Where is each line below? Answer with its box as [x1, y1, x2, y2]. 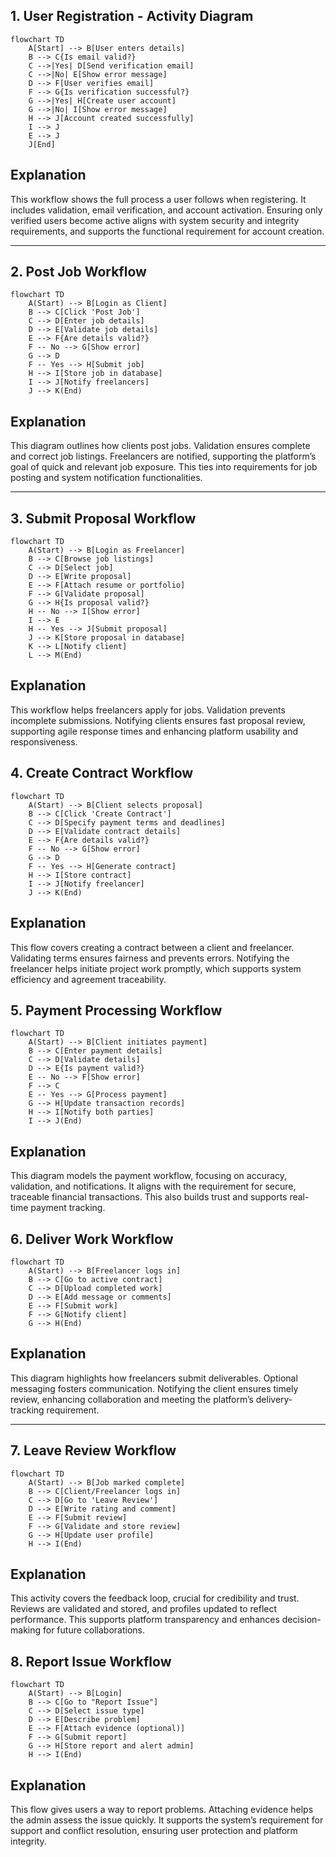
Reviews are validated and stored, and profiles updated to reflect [10, 1603, 278, 1615]
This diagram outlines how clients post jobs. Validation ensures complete [10, 440, 311, 452]
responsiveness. [10, 735, 78, 748]
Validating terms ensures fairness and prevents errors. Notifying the [10, 952, 290, 964]
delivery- [255, 1393, 293, 1405]
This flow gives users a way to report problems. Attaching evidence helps [10, 1804, 314, 1815]
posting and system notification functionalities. [10, 472, 203, 484]
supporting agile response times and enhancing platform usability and [10, 725, 299, 737]
